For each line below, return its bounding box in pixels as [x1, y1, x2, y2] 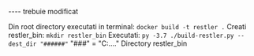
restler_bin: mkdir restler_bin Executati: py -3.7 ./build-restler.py [8, 31, 234, 39]
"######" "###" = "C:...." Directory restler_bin [39, 39, 188, 48]
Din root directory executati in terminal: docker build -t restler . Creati [8, 22, 247, 31]
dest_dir [8, 40, 37, 48]
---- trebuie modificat [8, 7, 79, 16]
